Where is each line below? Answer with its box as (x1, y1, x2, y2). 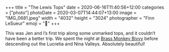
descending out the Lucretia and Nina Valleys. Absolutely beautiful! (5, 41, 145, 47)
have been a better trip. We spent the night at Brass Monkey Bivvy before (5, 35, 158, 41)
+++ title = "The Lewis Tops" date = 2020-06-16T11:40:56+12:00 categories (5, 5, 164, 10)
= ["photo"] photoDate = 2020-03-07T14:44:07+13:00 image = (5, 10, 137, 16)
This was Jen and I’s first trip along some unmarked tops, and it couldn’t (5, 30, 156, 36)
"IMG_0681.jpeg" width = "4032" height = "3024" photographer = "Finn (5, 15, 155, 21)
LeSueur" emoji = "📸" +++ (5, 20, 60, 26)
